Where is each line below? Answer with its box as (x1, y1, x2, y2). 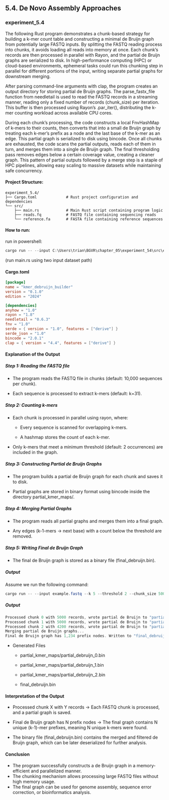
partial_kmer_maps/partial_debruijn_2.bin (20, 672, 106, 678)
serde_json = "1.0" (5, 331, 46, 336)
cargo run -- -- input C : (5, 248, 57, 253)
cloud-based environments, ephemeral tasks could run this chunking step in (5, 62, 163, 68)
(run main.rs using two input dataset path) (5, 257, 93, 263)
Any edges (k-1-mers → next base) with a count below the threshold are (12, 528, 162, 534)
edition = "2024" (5, 294, 42, 299)
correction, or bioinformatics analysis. (12, 789, 92, 795)
